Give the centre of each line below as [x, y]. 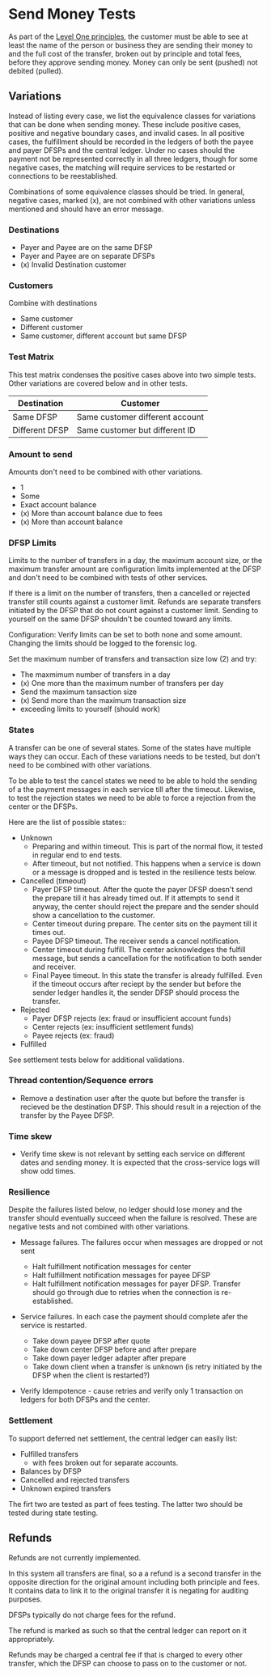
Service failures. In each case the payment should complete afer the [134, 1317]
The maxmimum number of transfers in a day [95, 675]
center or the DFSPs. [43, 806]
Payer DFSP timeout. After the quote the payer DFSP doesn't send [142, 889]
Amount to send [40, 454]
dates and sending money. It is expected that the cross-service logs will [140, 1162]
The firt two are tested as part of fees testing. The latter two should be [126, 1504]
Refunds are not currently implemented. [75, 1557]
